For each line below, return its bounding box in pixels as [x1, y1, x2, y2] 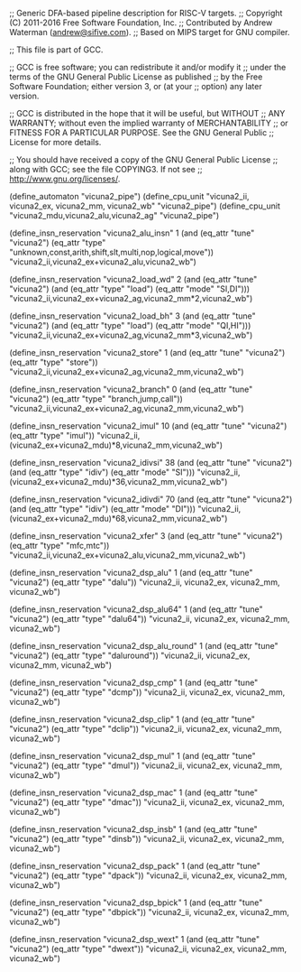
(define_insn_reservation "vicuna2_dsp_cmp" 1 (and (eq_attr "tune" [9, 677, 259, 688]
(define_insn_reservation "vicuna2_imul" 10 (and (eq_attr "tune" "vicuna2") [9, 421, 287, 431]
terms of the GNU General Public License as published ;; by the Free [9, 71, 263, 82]
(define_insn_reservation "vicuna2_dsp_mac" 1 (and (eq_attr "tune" [9, 787, 259, 798]
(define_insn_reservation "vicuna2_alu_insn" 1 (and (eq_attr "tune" [9, 227, 255, 238]
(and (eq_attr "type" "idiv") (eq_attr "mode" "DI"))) [9, 504, 196, 514]
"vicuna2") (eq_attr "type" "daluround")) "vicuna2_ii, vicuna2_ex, [9, 650, 251, 661]
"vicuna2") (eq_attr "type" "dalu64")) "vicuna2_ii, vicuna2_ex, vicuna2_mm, [9, 614, 290, 624]
